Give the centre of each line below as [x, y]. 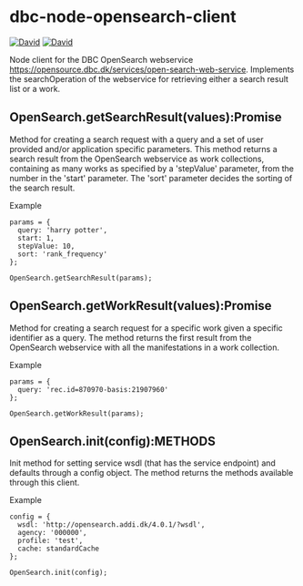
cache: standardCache [59, 549]
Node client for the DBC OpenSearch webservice [101, 59]
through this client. [45, 483]
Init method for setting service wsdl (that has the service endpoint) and [142, 463]
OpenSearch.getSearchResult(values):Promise [146, 117]
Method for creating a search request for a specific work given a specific [146, 328]
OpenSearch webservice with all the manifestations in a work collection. [145, 347]
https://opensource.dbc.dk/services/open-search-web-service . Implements [152, 69]
